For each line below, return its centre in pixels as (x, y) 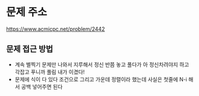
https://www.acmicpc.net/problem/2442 (56, 29)
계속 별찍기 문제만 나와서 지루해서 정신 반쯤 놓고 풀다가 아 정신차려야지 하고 (102, 64)
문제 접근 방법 (30, 49)
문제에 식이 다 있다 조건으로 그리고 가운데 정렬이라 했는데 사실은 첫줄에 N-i (101, 79)
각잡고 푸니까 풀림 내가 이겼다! (50, 72)
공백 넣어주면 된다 (42, 87)
